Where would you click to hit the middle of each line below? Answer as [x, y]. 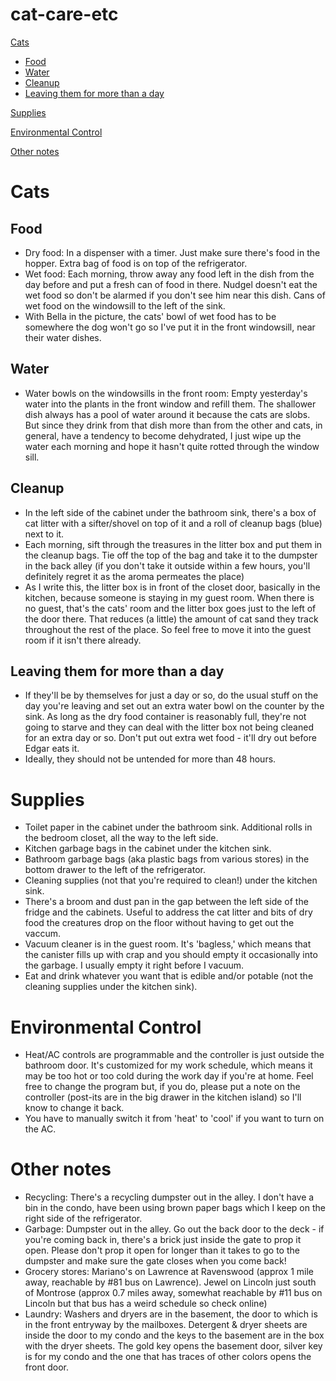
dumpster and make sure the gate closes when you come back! [155, 1261]
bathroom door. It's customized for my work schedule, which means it [168, 1065]
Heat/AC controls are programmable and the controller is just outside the [174, 1055]
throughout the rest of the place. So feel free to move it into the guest [168, 629]
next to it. [44, 534]
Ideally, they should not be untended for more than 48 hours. [150, 759]
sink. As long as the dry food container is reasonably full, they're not [165, 717]
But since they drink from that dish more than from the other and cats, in [173, 425]
